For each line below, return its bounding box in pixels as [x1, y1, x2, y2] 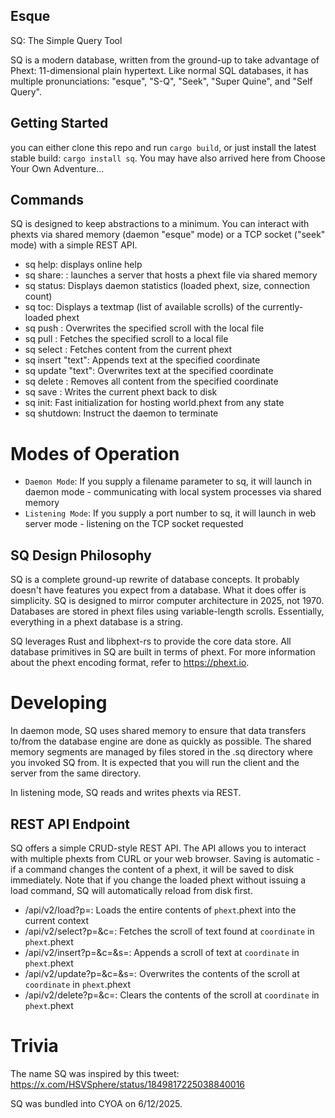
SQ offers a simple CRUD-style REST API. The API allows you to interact [10, 842, 307, 854]
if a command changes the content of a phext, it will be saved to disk [10, 863, 295, 875]
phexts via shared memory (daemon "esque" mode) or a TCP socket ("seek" [10, 229, 326, 241]
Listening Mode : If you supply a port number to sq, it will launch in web [24, 507, 317, 519]
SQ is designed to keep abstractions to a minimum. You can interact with [10, 218, 310, 230]
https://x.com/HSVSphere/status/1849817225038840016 [10, 1078, 246, 1090]
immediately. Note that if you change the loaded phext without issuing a [10, 874, 307, 886]
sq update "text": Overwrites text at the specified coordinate [24, 365, 274, 377]
